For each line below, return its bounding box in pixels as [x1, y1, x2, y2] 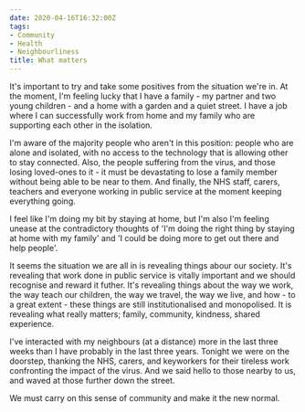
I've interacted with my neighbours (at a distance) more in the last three [9, 336, 279, 347]
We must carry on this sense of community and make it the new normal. [9, 393, 280, 403]
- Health [9, 38, 43, 48]
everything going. [9, 195, 76, 206]
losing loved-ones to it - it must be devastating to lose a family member [9, 166, 278, 177]
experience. [9, 319, 55, 329]
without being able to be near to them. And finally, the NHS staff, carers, [9, 176, 280, 187]
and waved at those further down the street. [9, 375, 175, 386]
